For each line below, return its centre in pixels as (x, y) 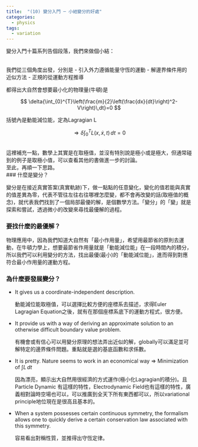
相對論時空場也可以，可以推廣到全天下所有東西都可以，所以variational (105, 394)
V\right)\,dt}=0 (95, 108)
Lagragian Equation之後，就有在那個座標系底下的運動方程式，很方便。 (100, 312)
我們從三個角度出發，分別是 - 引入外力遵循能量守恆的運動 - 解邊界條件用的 (97, 70)
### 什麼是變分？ (27, 175)
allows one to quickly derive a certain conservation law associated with (101, 420)
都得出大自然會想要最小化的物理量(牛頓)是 (57, 90)
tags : (13, 28)
